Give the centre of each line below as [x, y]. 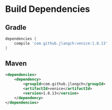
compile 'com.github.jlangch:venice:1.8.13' [61, 43]
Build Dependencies [48, 9]
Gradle [16, 27]
